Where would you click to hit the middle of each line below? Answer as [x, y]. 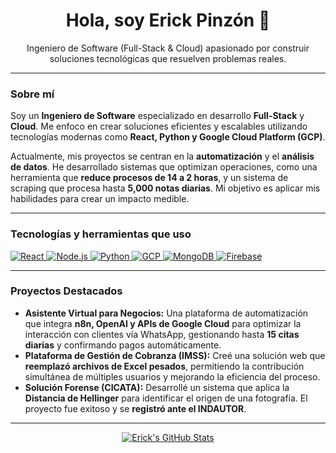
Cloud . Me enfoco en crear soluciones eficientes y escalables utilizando [159, 126]
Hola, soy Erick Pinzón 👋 [168, 20]
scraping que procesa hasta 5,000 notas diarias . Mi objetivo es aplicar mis [165, 188]
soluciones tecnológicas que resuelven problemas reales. [168, 58]
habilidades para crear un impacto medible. [100, 199]
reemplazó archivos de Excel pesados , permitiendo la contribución [164, 366]
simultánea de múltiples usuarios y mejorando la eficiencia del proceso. [172, 376]
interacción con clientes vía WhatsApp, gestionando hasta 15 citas [162, 334]
